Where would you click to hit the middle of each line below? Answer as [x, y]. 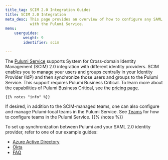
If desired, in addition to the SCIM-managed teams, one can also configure [82, 106]
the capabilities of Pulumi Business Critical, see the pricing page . [72, 88]
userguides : [27, 33]
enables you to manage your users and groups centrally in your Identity [79, 72]
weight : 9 [33, 38]
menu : [11, 29]
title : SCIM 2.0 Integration [36, 15]
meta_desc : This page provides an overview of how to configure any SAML [84, 19]
